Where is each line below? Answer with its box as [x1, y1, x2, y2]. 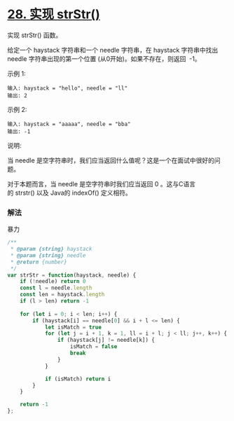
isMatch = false [69, 343, 118, 350]
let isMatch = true [44, 324, 102, 331]
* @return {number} [10, 258, 68, 265]
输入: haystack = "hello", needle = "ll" [7, 85, 128, 92]
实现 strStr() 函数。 [7, 31, 62, 39]
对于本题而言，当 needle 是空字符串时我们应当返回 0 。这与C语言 [7, 179, 196, 188]
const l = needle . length [20, 284, 92, 291]
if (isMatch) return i [44, 375, 111, 382]
